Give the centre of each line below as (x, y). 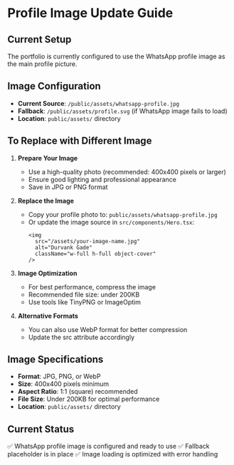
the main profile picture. (42, 64)
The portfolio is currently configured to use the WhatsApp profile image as (116, 56)
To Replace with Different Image (80, 141)
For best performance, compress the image (92, 287)
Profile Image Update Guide (90, 13)
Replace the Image (46, 201)
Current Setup (39, 39)
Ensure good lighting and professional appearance (102, 179)
